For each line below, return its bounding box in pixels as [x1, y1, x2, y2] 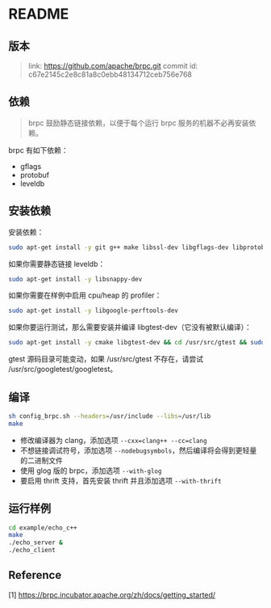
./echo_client [8, 547, 56, 555]
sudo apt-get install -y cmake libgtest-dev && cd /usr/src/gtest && [8, 339, 248, 347]
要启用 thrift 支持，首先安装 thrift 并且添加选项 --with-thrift [19, 475, 222, 485]
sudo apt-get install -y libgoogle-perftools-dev [8, 306, 179, 315]
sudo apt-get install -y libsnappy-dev [8, 275, 143, 283]
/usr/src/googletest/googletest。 [8, 365, 118, 374]
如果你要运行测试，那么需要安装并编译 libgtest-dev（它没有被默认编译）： [8, 323, 252, 332]
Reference [8, 568, 62, 582]
